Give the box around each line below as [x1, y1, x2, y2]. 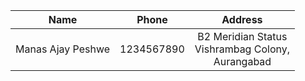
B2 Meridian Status [197, 30, 288, 43]
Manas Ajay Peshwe [15, 42, 111, 56]
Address [221, 13, 263, 26]
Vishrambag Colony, [194, 42, 290, 56]
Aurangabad [213, 55, 272, 68]
